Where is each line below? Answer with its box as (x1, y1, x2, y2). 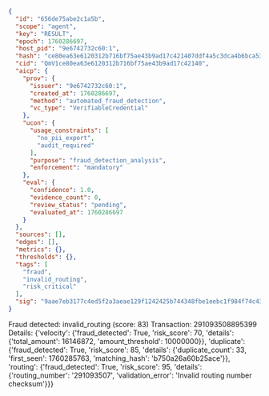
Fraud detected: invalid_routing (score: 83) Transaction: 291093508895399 (8, 319, 258, 329)
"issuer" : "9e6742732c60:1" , (29, 82, 127, 90)
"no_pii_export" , (37, 134, 94, 142)
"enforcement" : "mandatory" (29, 164, 124, 172)
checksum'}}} (8, 378, 54, 388)
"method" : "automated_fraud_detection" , (29, 97, 167, 105)
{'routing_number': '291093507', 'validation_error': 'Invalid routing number (8, 370, 252, 380)
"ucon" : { (22, 119, 56, 127)
